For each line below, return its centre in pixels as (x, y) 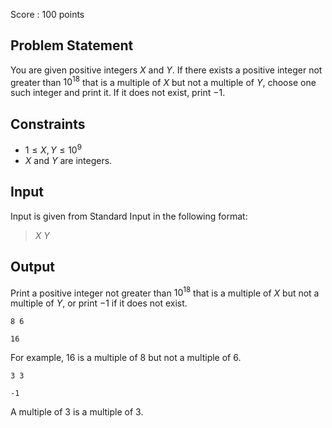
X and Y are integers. (68, 160)
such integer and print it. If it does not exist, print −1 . (118, 93)
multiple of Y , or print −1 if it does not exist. (99, 303)
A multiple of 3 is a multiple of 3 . (77, 412)
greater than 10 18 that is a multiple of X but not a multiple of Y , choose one (163, 81)
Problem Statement (72, 45)
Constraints (48, 124)
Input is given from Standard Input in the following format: (129, 216)
